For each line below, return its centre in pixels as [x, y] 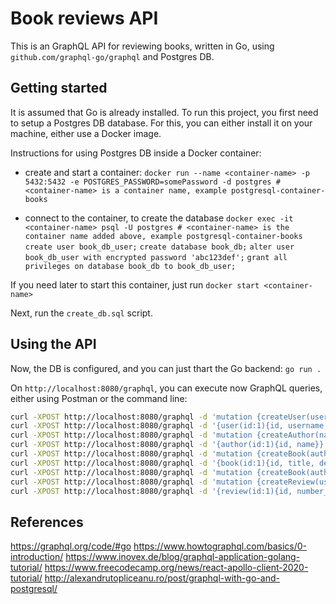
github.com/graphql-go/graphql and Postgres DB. [112, 56]
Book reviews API [84, 18]
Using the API [53, 344]
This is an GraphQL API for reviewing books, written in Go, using [142, 46]
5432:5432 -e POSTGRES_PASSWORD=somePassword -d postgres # [152, 182]
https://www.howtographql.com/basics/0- [220, 546]
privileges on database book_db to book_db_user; [130, 266]
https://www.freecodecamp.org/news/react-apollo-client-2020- [176, 568]
